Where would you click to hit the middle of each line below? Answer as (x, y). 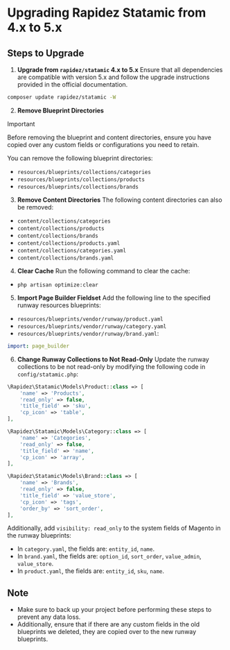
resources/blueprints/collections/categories (84, 172)
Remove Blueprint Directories (60, 110)
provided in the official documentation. (72, 84)
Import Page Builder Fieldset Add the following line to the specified (114, 298)
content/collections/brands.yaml (65, 258)
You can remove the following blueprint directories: (80, 158)
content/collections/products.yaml (69, 243)
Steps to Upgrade (46, 53)
